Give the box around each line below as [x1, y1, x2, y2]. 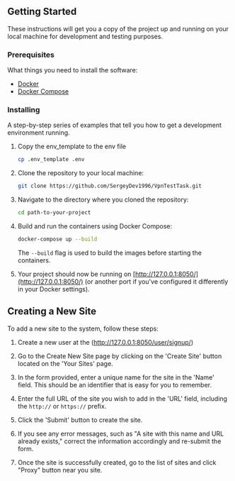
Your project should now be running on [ [17, 270, 136, 278]
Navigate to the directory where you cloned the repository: [17, 195, 189, 204]
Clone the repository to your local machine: [17, 169, 144, 177]
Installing [7, 105, 40, 115]
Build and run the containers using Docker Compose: [17, 222, 173, 231]
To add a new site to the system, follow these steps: [7, 324, 159, 333]
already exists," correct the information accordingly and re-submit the [17, 436, 222, 446]
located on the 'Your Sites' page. [17, 359, 113, 367]
